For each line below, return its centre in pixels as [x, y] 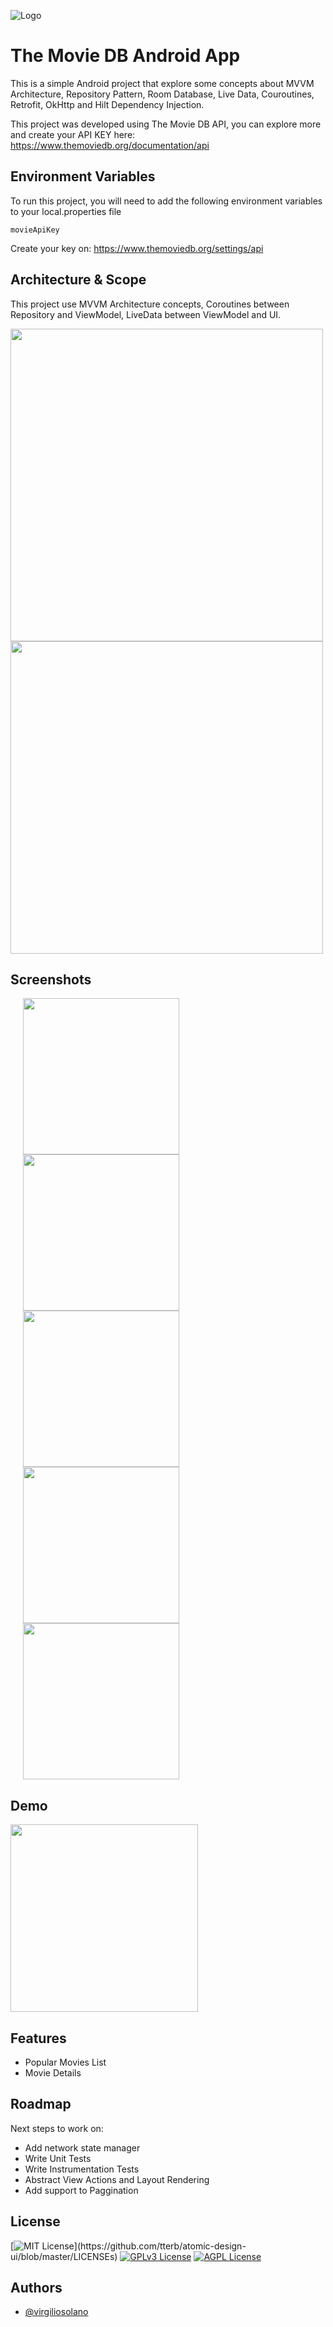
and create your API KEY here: [73, 134]
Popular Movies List [65, 2062]
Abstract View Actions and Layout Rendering [117, 2179]
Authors [36, 2288]
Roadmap [41, 2104]
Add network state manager [82, 2147]
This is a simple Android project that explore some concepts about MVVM [162, 83]
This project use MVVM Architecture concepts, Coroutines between [150, 304]
